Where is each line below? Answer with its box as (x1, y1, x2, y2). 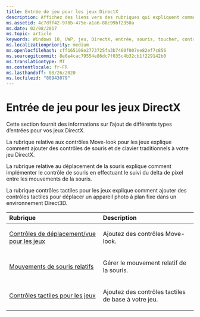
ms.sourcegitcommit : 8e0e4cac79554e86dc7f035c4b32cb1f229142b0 (6, 53, 167, 59)
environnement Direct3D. (6, 200, 68, 207)
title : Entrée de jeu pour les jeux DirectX (6, 8, 118, 15)
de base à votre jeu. (103, 296, 158, 304)
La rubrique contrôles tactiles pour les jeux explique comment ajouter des (6, 187, 187, 194)
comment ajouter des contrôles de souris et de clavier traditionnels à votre (6, 145, 189, 152)
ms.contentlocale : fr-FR (6, 64, 68, 70)
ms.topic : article (6, 31, 52, 37)
